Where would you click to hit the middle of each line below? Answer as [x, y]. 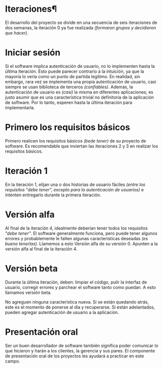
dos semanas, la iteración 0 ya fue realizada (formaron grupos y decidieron [81, 27]
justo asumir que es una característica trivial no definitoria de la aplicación [80, 97]
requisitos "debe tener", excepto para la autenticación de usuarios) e [74, 189]
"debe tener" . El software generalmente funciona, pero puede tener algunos [81, 233]
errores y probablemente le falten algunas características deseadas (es [77, 238]
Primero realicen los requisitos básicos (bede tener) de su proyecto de [76, 141]
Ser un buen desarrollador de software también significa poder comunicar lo [82, 346]
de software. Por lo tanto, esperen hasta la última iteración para [69, 102]
